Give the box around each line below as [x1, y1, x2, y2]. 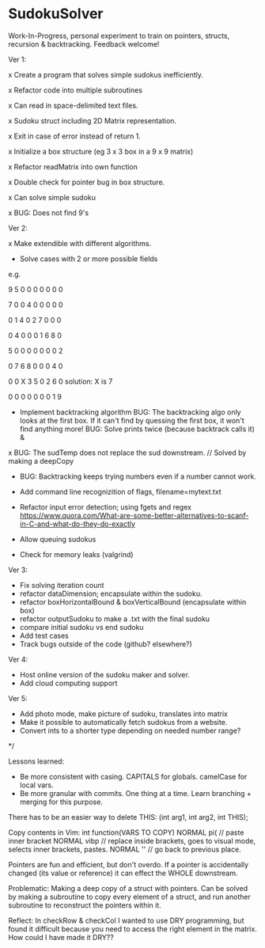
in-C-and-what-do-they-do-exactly [19, 519, 136, 529]
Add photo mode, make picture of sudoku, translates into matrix [19, 709, 228, 719]
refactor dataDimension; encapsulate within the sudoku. [19, 589, 203, 598]
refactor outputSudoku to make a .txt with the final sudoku [19, 614, 210, 624]
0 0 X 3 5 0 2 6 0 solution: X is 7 [8, 377, 113, 386]
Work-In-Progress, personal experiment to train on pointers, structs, [8, 31, 230, 40]
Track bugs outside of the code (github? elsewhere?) [19, 639, 192, 649]
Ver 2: [8, 223, 28, 233]
